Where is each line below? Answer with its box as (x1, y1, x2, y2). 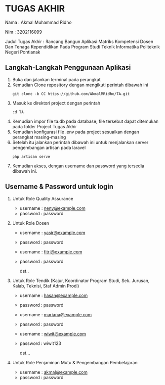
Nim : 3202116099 (5, 29, 42, 35)
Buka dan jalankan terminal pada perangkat (12, 76, 101, 82)
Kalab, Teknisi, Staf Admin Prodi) (12, 283, 80, 289)
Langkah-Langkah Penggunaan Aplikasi (5, 63, 131, 72)
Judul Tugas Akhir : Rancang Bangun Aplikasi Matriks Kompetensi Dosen (5, 38, 154, 45)
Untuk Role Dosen (12, 220, 49, 226)
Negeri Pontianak (5, 49, 41, 55)
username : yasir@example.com (19, 230, 85, 236)
